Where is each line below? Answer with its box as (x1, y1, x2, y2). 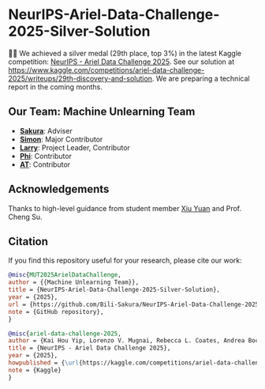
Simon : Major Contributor (19, 134, 103, 144)
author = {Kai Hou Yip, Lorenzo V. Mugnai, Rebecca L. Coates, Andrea (8, 337, 245, 345)
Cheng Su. (8, 212, 43, 221)
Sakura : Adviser (19, 126, 73, 135)
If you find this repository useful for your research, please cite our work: (8, 255, 242, 266)
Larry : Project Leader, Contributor (19, 142, 130, 152)
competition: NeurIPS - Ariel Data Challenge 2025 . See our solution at (8, 57, 235, 66)
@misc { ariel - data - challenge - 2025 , (8, 330, 122, 338)
